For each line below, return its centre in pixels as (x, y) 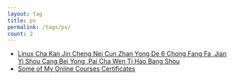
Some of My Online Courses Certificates (76, 69)
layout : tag (25, 14)
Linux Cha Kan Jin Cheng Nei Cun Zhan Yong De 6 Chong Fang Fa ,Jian (122, 54)
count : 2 (20, 34)
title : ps (22, 21)
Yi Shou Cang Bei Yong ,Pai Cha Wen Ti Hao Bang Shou (99, 62)
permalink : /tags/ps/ (39, 27)
